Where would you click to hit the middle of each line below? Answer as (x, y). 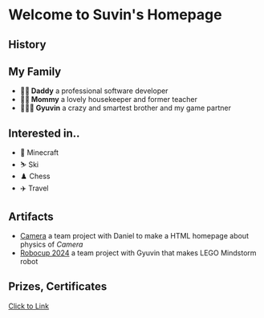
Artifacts (31, 216)
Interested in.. (44, 133)
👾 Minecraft (39, 153)
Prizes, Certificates (58, 287)
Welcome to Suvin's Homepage (115, 15)
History (27, 45)
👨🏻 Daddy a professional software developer (94, 91)
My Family (35, 71)
